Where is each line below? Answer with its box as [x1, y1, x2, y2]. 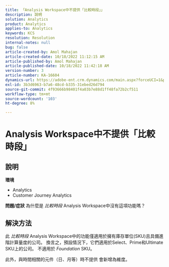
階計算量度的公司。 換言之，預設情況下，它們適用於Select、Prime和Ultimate [5, 239, 163, 245]
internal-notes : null [5, 40, 51, 45]
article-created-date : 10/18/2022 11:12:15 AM [5, 54, 105, 59]
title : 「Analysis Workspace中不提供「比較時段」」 [5, 7, 105, 13]
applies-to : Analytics [5, 26, 53, 31]
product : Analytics [5, 21, 46, 27]
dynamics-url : [5, 77, 35, 82]
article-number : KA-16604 [5, 73, 59, 78]
